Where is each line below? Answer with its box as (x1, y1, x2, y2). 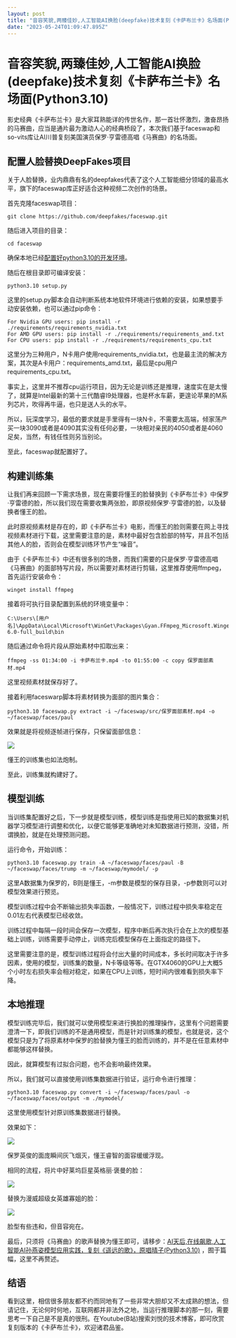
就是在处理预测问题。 (31, 830, 93, 839)
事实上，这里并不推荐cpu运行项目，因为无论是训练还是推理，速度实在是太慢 (7, 383, 228, 391)
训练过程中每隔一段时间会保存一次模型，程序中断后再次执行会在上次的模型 (7, 926, 223, 934)
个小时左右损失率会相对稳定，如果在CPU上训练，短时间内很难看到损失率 (7, 967, 218, 976)
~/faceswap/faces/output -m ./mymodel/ (7, 1094, 124, 1102)
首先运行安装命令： (7, 572, 63, 581)
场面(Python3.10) (7, 91, 109, 107)
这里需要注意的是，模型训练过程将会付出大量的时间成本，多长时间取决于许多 (7, 949, 229, 958)
